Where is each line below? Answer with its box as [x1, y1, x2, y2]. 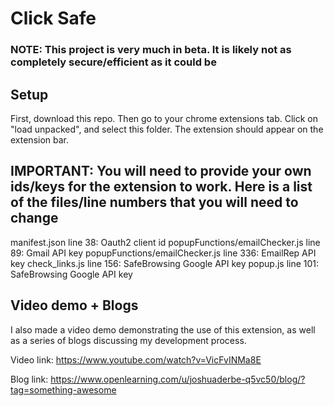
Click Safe [10, 7, 97, 30]
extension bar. [10, 133, 70, 146]
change [10, 210, 59, 227]
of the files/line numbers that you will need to [10, 194, 299, 211]
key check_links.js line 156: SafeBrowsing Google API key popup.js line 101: [10, 257, 320, 269]
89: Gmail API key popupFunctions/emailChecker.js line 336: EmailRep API [10, 247, 317, 259]
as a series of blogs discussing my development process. [10, 334, 247, 346]
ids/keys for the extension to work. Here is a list [10, 178, 313, 196]
